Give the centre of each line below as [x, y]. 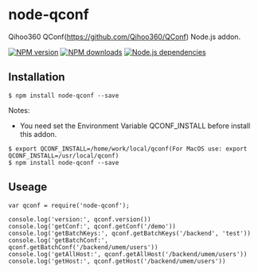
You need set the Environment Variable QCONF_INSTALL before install [135, 126]
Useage [28, 187]
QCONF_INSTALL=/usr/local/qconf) [64, 156]
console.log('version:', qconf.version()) [80, 219]
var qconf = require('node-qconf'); [69, 205]
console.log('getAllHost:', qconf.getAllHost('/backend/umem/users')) [128, 254]
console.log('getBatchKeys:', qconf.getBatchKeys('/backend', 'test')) [129, 233]
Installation [37, 77]
